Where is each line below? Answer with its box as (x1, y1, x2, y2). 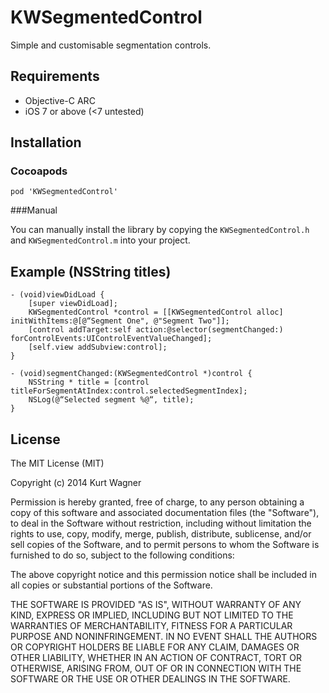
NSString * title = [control (28, 377, 150, 388)
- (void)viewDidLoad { (10, 290, 105, 300)
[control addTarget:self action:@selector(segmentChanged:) (28, 325, 284, 335)
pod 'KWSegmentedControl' (10, 187, 118, 197)
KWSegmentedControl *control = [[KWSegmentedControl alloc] (28, 307, 284, 318)
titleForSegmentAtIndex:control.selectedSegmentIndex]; (10, 386, 248, 396)
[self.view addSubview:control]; (28, 342, 168, 353)
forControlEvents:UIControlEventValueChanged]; (10, 334, 213, 344)
